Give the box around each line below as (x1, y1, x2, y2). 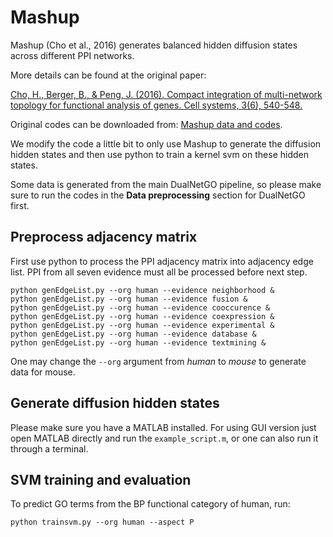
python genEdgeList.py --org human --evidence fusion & (10, 294, 248, 304)
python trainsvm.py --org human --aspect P (10, 517, 195, 528)
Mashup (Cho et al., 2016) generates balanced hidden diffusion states (10, 39, 298, 51)
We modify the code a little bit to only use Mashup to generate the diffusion (10, 137, 322, 150)
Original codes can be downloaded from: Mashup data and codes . (10, 118, 283, 130)
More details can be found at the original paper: (10, 69, 207, 81)
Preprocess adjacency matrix (10, 229, 198, 246)
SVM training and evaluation (10, 471, 192, 488)
